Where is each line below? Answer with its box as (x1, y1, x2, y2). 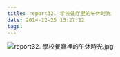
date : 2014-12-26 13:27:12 (7, 16, 85, 23)
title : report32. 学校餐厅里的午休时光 (7, 10, 112, 17)
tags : (7, 23, 23, 30)
